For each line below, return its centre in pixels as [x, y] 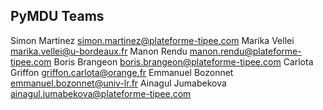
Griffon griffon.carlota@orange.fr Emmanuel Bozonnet [122, 72]
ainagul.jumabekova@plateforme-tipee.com [101, 93]
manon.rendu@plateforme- [245, 51]
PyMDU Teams [57, 16]
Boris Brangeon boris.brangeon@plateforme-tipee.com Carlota [183, 61]
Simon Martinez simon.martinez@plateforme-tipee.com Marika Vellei [152, 40]
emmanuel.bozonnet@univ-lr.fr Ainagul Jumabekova [118, 83]
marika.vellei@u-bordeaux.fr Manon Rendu [99, 51]
